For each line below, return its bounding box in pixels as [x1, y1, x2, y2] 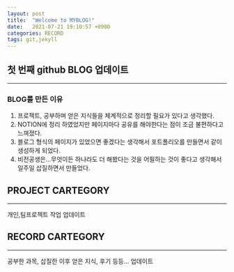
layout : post [7, 10, 45, 17]
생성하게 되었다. [17, 146, 61, 155]
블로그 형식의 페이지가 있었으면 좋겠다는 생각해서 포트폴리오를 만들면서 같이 [17, 137, 223, 146]
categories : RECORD [7, 29, 64, 37]
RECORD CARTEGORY [7, 231, 105, 243]
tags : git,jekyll [7, 36, 58, 43]
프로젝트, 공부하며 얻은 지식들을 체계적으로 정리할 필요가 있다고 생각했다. [17, 112, 214, 120]
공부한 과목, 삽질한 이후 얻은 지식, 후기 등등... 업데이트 [7, 257, 154, 265]
